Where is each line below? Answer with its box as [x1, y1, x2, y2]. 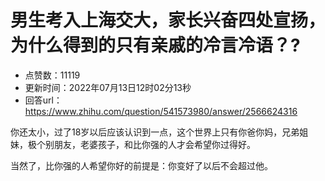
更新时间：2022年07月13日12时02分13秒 [24, 81, 192, 93]
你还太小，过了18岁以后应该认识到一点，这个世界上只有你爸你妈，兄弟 [10, 126, 300, 138]
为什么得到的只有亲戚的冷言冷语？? [10, 34, 301, 57]
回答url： [24, 94, 63, 106]
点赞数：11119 [24, 69, 81, 81]
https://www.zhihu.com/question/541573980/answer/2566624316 [24, 105, 298, 117]
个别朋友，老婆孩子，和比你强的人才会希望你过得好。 [36, 138, 256, 150]
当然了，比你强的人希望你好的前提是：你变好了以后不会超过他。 [10, 159, 273, 171]
